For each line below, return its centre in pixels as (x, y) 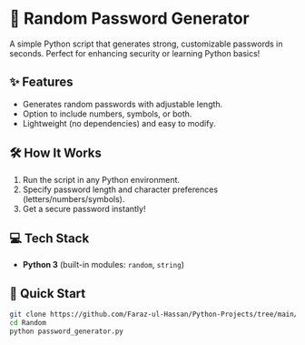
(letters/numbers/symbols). (74, 198)
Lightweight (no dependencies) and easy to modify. (119, 123)
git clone (28, 315)
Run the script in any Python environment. (101, 179)
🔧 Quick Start (48, 294)
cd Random (28, 323)
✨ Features (41, 82)
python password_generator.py (67, 331)
